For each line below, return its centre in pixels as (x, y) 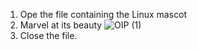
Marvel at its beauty (61, 25)
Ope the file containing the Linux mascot (103, 14)
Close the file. (48, 35)
